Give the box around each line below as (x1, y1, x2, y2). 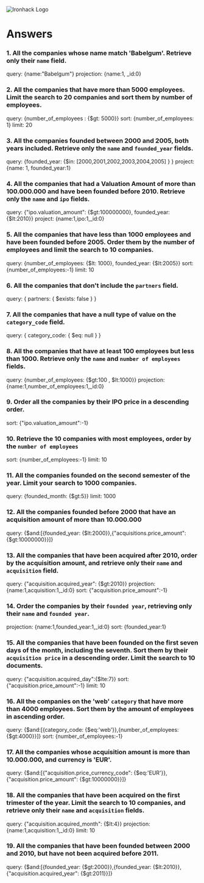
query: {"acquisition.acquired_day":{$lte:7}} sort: (6, 675, 130, 682)
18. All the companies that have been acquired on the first (6, 791, 180, 799)
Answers (6, 27, 53, 41)
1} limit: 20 (6, 121, 32, 128)
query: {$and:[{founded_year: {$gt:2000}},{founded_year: (6, 863, 152, 870)
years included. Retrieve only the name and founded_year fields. (6, 144, 194, 152)
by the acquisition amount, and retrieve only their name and (6, 559, 183, 567)
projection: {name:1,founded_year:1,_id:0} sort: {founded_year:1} (6, 623, 166, 631)
